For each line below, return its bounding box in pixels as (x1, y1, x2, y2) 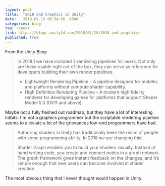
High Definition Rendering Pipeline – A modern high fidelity (24, 89, 145, 95)
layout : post (5, 7, 32, 12)
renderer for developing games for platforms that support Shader (24, 94, 158, 100)
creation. (17, 165, 36, 172)
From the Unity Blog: (5, 48, 47, 55)
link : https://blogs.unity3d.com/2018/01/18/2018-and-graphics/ (5, 30, 141, 35)
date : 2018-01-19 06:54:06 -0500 (5, 16, 79, 21)
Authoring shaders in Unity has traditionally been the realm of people (17, 129, 159, 135)
